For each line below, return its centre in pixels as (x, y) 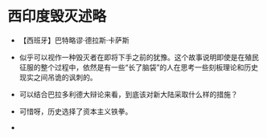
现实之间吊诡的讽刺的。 (58, 77)
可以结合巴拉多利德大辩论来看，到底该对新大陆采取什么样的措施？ (128, 94)
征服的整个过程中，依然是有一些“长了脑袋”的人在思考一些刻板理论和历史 (139, 67)
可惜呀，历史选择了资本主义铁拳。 (76, 111)
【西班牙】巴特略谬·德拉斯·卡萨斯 (74, 40)
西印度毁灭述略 (57, 16)
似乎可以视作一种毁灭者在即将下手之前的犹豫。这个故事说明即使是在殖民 (139, 57)
